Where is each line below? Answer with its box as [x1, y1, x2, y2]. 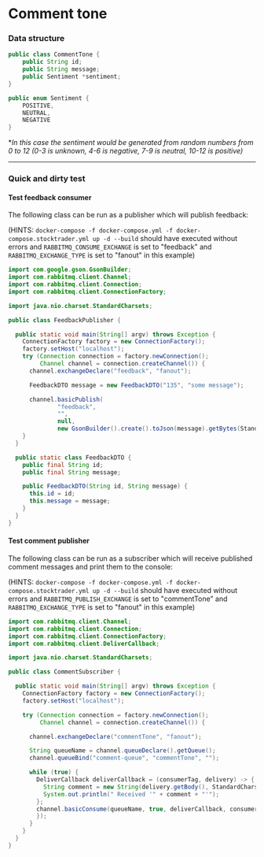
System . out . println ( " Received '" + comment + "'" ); [42, 790, 220, 798]
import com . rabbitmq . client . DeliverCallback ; [8, 640, 159, 647]
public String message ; [22, 65, 101, 73]
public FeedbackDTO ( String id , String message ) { [22, 482, 189, 491]
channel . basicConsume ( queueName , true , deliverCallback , [36, 805, 226, 813]
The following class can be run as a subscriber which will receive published [8, 553, 253, 563]
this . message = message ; [28, 497, 111, 505]
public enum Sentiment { [8, 94, 90, 102]
